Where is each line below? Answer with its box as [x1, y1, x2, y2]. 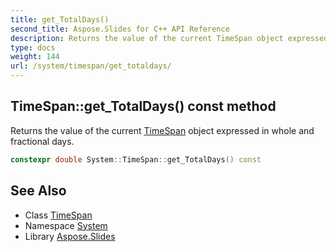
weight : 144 [10, 52, 60, 62]
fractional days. [10, 135, 75, 147]
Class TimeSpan [24, 209, 93, 221]
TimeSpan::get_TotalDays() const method [10, 98, 277, 115]
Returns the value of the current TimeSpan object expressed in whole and [10, 124, 315, 136]
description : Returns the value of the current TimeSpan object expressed [10, 33, 329, 43]
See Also [10, 182, 67, 200]
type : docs [10, 42, 56, 53]
